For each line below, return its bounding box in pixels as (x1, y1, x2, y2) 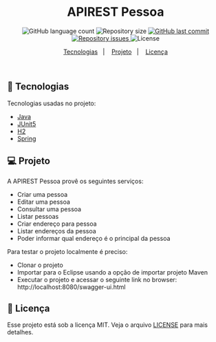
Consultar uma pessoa (17, 204, 81, 213)
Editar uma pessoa (17, 197, 71, 206)
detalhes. (7, 328, 34, 336)
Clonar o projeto (17, 261, 63, 269)
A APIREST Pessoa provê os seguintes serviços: (7, 177, 144, 185)
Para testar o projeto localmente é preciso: (7, 247, 128, 255)
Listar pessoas (17, 212, 59, 220)
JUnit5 (17, 120, 36, 128)
